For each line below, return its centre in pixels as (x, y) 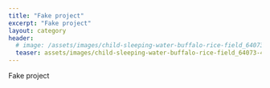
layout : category (37, 30)
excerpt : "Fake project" (50, 23)
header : (21, 38)
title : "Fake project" (46, 16)
